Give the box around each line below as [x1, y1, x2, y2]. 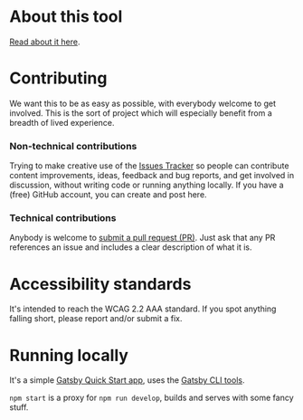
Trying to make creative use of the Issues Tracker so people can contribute [9, 160, 289, 171]
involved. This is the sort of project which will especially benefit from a [9, 107, 273, 119]
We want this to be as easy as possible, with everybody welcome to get [9, 98, 277, 109]
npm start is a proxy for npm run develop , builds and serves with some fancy [9, 392, 294, 404]
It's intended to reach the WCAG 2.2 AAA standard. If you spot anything [9, 303, 277, 314]
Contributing [9, 68, 108, 89]
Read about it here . [9, 36, 80, 47]
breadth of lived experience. [9, 117, 115, 128]
